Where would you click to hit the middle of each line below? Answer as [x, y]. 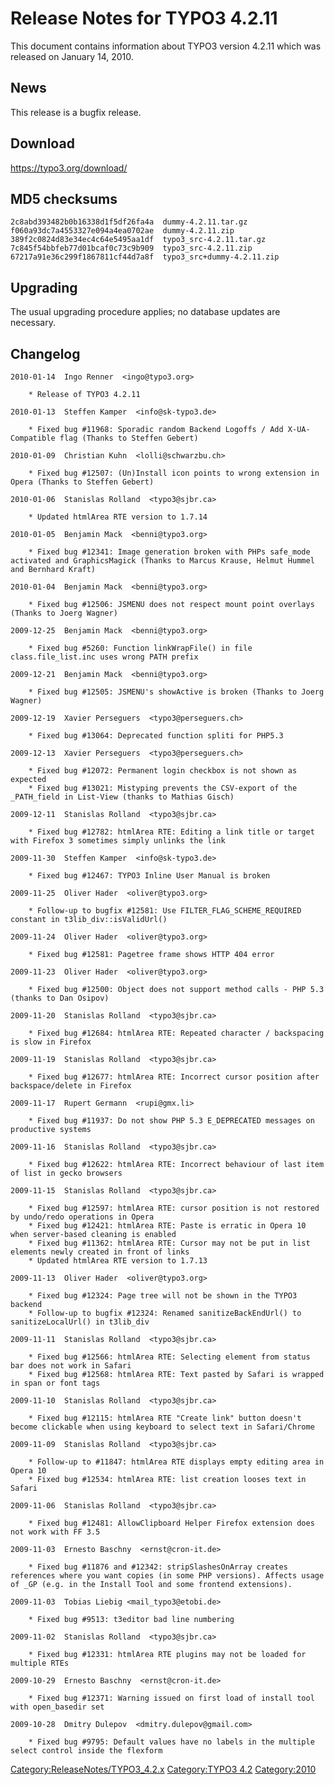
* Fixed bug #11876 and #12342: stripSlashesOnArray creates [158, 1567]
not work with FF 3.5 [55, 1532]
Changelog [45, 353]
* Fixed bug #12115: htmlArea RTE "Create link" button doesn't [165, 1418]
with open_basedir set [57, 1707]
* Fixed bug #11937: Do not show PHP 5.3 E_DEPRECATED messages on [171, 1121]
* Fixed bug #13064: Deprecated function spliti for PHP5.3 [156, 736]
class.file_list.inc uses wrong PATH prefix [104, 657]
